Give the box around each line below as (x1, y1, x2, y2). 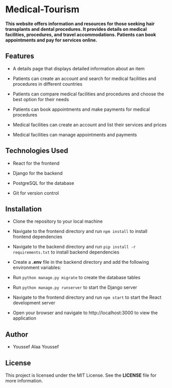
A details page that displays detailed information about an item (12, 65, 145, 71)
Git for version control (12, 190, 59, 196)
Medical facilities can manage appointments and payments (12, 131, 137, 138)
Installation (5, 204, 42, 214)
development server (12, 300, 55, 306)
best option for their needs (12, 96, 69, 102)
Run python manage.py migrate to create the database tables (12, 275, 141, 281)
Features (5, 52, 34, 61)
